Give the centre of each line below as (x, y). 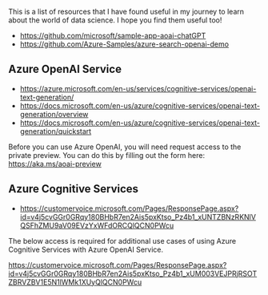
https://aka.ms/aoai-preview (55, 164)
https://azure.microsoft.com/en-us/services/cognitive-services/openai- (138, 88)
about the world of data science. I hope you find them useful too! (115, 20)
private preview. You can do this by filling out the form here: (107, 155)
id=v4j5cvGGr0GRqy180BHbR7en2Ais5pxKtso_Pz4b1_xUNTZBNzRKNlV (138, 216)
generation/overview (54, 114)
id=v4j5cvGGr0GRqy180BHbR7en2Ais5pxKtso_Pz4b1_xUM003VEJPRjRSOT (133, 273)
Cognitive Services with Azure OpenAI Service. (86, 249)
